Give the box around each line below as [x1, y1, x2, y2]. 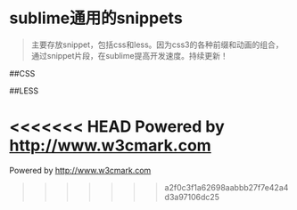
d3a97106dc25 [164, 191, 220, 202]
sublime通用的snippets [9, 8, 183, 28]
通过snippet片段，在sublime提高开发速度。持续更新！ [30, 50, 229, 61]
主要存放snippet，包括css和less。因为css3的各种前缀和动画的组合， [30, 39, 284, 50]
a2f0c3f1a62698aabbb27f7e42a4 [164, 182, 289, 192]
